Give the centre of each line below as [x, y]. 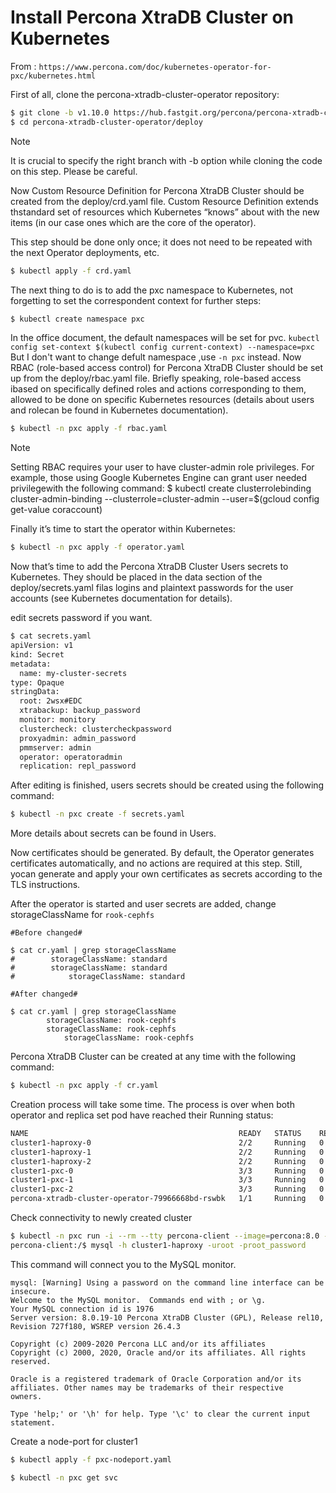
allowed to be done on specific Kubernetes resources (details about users [162, 400]
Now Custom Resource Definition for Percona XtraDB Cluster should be [157, 190]
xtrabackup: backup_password [80, 711]
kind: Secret [37, 654]
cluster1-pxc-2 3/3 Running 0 [167, 1189]
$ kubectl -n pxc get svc [64, 1477]
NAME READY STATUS [156, 1134]
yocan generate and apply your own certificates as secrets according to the [166, 874]
